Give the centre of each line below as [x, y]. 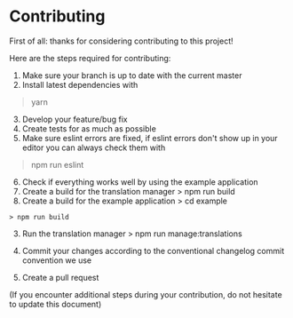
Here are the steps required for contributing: [90, 58]
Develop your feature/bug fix [75, 119]
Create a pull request [60, 277]
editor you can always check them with [94, 147]
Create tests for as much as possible [89, 128]
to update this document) [55, 304]
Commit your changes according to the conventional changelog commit [153, 250]
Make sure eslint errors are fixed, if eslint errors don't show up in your [150, 138]
